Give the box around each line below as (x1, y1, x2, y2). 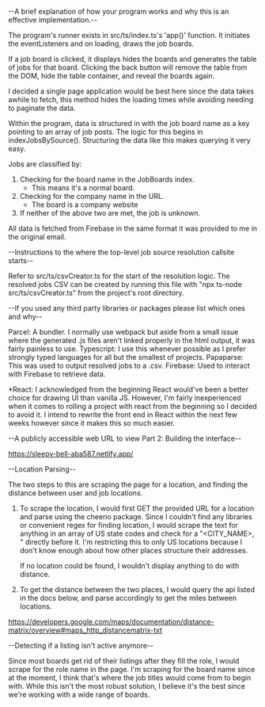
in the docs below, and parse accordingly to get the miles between (19, 594, 237, 602)
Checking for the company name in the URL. (19, 192, 165, 201)
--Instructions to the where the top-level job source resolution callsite (8, 247, 235, 257)
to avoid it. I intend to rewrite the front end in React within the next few (8, 410, 237, 419)
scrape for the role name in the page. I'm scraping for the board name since (8, 665, 256, 674)
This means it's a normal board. (31, 183, 135, 193)
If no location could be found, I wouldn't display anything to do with (19, 561, 240, 570)
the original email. (8, 232, 66, 241)
